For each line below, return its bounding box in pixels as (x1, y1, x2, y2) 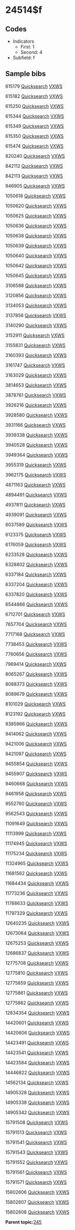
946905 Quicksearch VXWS (5, 183, 65, 189)
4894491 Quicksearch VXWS (5, 492, 67, 498)
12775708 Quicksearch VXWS (5, 960, 69, 966)
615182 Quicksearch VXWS (5, 93, 63, 99)
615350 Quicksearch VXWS (5, 133, 64, 139)
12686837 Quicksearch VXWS (5, 950, 69, 956)
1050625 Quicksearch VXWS (5, 212, 67, 219)
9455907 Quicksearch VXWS (5, 770, 68, 776)
